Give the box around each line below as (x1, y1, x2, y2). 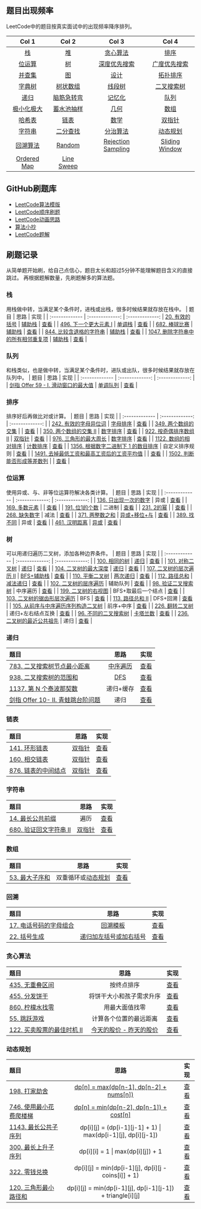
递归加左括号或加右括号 (80, 932, 147, 941)
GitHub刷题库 (6, 184, 57, 194)
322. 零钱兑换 (9, 1168, 48, 1176)
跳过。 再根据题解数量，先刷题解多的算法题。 (6, 274, 118, 281)
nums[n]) (107, 1090, 134, 1098)
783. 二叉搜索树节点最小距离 (9, 662, 90, 670)
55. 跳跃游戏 (9, 1014, 45, 1022)
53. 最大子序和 (9, 873, 51, 882)
